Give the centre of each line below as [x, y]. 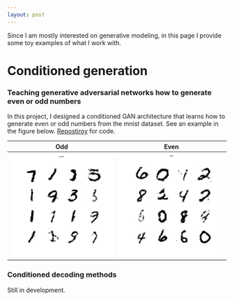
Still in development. [37, 290]
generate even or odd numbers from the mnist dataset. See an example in [113, 124]
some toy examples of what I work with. [64, 42]
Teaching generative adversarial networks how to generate [110, 92]
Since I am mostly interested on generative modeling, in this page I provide [114, 35]
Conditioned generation [78, 71]
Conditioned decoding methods [62, 275]
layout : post [26, 15]
